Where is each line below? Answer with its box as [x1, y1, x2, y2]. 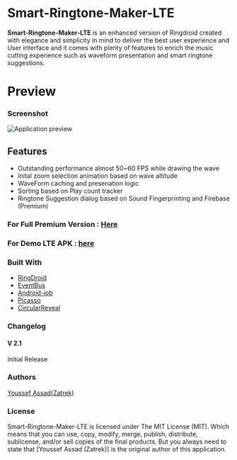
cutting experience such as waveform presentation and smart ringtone [7, 51, 213, 60]
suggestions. [7, 58, 45, 67]
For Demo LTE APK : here [7, 239, 95, 249]
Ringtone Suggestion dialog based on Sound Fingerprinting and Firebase [17, 194, 230, 203]
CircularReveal [17, 303, 61, 313]
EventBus [17, 281, 46, 290]
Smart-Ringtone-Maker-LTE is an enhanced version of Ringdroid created [7, 28, 222, 37]
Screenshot [7, 108, 48, 118]
